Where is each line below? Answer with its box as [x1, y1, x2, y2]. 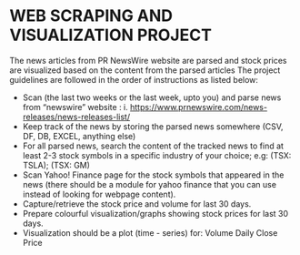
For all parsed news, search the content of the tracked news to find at [22, 140, 285, 151]
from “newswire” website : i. [22, 101, 129, 112]
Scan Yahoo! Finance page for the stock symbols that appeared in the [22, 169, 285, 180]
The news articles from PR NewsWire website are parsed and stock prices [9, 55, 288, 66]
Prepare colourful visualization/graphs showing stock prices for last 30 [22, 208, 289, 219]
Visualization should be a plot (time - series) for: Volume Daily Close [22, 227, 278, 238]
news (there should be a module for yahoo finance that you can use [22, 178, 277, 189]
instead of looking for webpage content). [22, 189, 176, 199]
